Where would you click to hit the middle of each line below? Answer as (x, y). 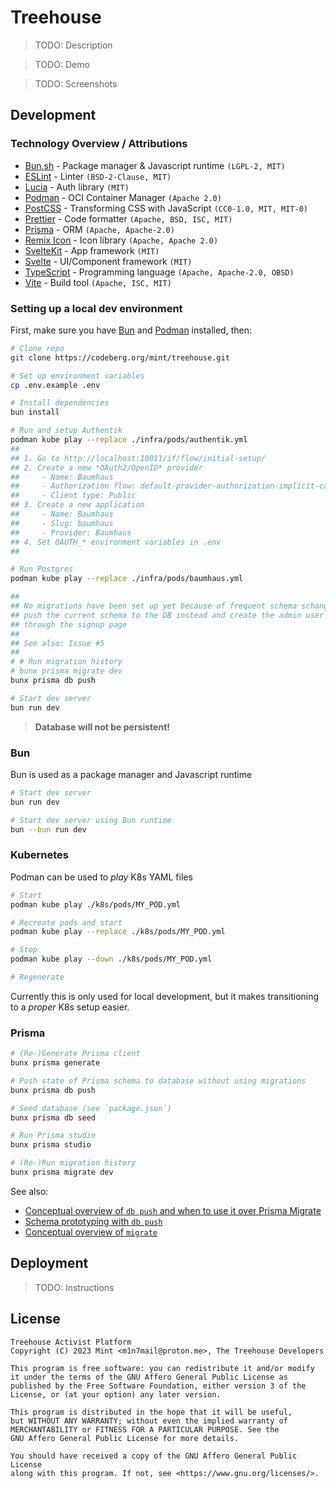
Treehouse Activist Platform (71, 1342)
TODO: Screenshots (76, 83)
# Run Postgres (42, 569)
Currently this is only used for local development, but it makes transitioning (165, 996)
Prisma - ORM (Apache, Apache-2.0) (99, 229)
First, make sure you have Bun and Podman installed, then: (131, 330)
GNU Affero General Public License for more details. (125, 1438)
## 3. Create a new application (77, 505)
